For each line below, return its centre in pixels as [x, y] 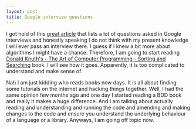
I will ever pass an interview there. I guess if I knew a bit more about [88, 46]
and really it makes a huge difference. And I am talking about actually [89, 101]
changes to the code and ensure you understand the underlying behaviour [96, 113]
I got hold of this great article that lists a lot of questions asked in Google [94, 33]
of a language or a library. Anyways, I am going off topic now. [80, 120]
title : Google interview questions [50, 17]
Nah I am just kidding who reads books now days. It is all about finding [92, 82]
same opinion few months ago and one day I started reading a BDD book [94, 95]
